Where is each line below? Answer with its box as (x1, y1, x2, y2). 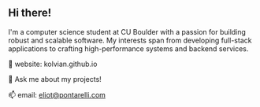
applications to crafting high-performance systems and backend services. (8, 43, 249, 53)
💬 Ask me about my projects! (8, 74, 102, 83)
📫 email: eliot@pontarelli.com (8, 90, 106, 99)
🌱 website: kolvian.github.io (8, 59, 98, 68)
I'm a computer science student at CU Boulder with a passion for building (8, 27, 247, 36)
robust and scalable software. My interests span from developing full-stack (8, 35, 252, 45)
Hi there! (8, 6, 52, 20)
